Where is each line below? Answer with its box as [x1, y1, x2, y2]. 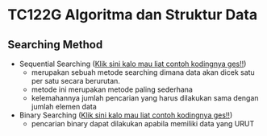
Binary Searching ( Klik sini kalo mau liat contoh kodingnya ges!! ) [19, 110, 233, 120]
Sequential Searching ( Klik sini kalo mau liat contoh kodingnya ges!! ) [19, 59, 247, 68]
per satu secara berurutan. [31, 76, 120, 85]
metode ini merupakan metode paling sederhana [31, 84, 193, 94]
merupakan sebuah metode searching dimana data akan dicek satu [31, 68, 255, 77]
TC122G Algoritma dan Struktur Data [7, 6, 258, 24]
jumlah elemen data [31, 102, 98, 111]
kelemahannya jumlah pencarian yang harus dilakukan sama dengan [31, 93, 259, 102]
